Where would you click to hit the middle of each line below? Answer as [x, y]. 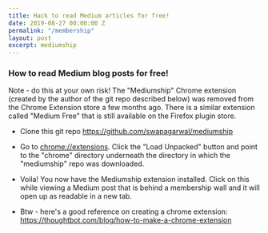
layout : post [30, 38]
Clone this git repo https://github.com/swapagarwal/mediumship [126, 132]
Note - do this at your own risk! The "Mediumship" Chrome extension [122, 91]
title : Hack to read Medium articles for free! [89, 16]
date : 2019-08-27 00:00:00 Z [57, 23]
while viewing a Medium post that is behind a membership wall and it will [140, 188]
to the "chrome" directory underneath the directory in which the [125, 156]
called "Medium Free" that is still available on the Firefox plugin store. [122, 116]
